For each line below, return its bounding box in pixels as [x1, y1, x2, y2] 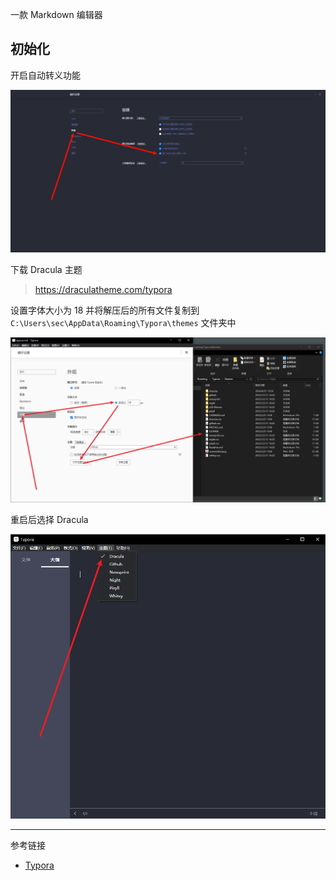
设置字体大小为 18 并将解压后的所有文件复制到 [10, 304, 200, 316]
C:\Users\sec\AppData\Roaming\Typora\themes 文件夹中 [10, 316, 237, 328]
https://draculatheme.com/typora [34, 283, 173, 295]
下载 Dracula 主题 [10, 263, 83, 275]
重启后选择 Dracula [10, 513, 89, 525]
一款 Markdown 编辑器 [10, 9, 103, 20]
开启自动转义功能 [10, 69, 81, 81]
